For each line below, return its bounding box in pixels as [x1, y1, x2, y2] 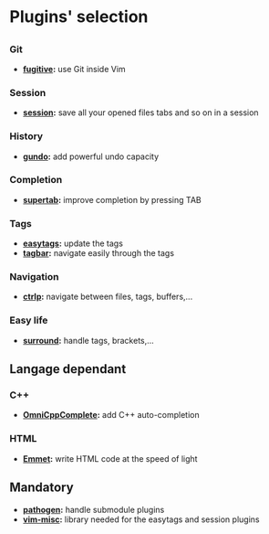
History [9, 130, 44, 143]
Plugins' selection [9, 6, 149, 27]
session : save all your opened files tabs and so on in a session [22, 107, 259, 118]
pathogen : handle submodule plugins [22, 504, 165, 515]
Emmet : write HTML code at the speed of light [22, 453, 198, 464]
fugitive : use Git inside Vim [22, 63, 126, 74]
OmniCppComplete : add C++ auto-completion [22, 410, 200, 421]
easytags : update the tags [22, 238, 123, 249]
